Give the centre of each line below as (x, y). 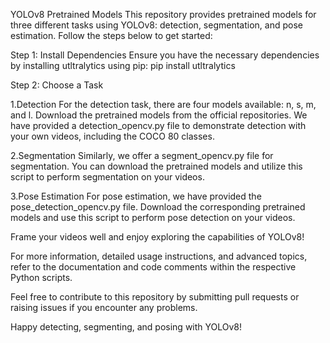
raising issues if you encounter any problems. (104, 307)
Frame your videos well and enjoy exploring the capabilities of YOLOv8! (157, 237)
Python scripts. (41, 277)
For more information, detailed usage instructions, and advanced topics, (159, 256)
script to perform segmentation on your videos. (107, 177)
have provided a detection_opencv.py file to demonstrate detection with (158, 125)
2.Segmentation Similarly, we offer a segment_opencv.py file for (142, 155)
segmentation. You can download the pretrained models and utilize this (156, 166)
